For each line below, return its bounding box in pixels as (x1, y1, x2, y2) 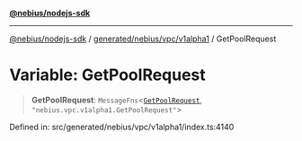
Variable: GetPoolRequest (9, 65, 207, 85)
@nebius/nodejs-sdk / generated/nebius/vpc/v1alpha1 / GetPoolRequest (9, 33, 277, 44)
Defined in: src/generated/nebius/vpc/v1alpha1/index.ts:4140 (9, 121, 235, 132)
